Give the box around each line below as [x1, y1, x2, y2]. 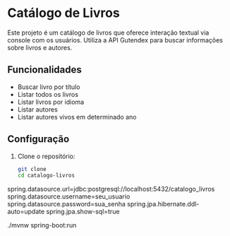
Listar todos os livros [17, 90, 79, 98]
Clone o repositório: [17, 152, 75, 160]
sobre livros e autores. [7, 43, 73, 52]
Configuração [7, 133, 70, 146]
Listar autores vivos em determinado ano [17, 112, 137, 121]
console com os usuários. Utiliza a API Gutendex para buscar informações [7, 35, 224, 44]
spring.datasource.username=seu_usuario [7, 192, 131, 201]
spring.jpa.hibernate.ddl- [126, 200, 200, 208]
